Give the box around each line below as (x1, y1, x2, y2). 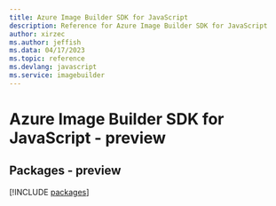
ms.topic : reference (9, 54, 86, 63)
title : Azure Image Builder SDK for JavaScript (9, 12, 189, 22)
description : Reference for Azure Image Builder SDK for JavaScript (9, 21, 268, 30)
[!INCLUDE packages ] (9, 186, 90, 197)
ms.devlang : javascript (9, 63, 98, 72)
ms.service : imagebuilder (9, 71, 105, 80)
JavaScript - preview (9, 128, 167, 147)
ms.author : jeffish (9, 37, 82, 47)
